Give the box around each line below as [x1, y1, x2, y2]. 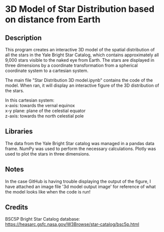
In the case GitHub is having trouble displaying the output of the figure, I [5, 178, 151, 184]
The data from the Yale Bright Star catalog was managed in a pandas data [5, 140, 155, 146]
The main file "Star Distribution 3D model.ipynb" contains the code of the [5, 77, 153, 83]
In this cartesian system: [5, 97, 55, 103]
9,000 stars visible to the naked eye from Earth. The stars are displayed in [5, 57, 155, 63]
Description [5, 34, 42, 42]
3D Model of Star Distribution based [5, 3, 155, 15]
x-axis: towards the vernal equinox [5, 103, 75, 108]
